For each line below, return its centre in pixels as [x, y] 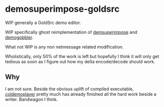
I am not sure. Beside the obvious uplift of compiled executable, [69, 89]
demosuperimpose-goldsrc [62, 9]
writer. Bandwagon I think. [31, 99]
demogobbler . [19, 37]
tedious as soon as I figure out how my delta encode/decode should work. [80, 61]
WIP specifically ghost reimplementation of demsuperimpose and [71, 32]
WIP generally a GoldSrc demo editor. [43, 23]
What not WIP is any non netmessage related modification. [64, 47]
